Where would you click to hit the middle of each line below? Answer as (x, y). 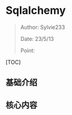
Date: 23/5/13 (37, 39)
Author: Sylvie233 (43, 27)
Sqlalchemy (36, 11)
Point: (28, 50)
